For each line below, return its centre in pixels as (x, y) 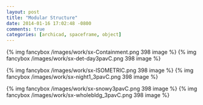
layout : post (23, 12)
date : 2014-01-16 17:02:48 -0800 (49, 23)
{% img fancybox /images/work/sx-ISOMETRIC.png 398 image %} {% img (100, 70)
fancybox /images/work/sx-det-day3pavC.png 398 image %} (83, 59)
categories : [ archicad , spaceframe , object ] (64, 35)
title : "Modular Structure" (42, 18)
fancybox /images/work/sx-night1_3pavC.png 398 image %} (82, 77)
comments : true (26, 29)
